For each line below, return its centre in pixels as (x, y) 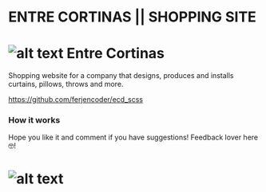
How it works (34, 120)
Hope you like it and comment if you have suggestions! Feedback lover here (133, 137)
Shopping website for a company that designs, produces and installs (121, 76)
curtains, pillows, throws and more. (66, 84)
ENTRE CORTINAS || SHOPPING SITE (133, 17)
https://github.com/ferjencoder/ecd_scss (76, 100)
